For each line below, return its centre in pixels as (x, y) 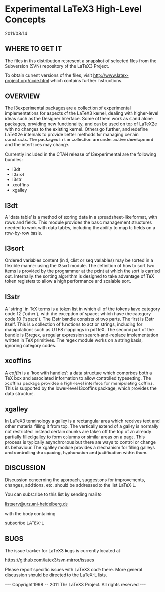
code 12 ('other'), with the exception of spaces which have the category (78, 314)
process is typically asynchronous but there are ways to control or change (81, 442)
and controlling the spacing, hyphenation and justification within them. (76, 453)
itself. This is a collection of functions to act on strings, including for (74, 324)
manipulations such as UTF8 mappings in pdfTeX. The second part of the (80, 330)
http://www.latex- (111, 75)
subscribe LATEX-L (25, 523)
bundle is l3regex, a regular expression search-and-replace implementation (82, 335)
